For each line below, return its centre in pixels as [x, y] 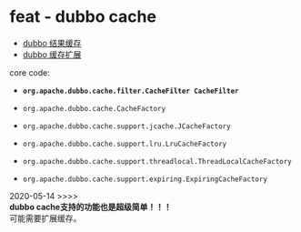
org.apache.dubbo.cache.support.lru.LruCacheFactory [125, 144]
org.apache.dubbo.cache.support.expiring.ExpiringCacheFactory [145, 179]
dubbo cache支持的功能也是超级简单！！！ [90, 207]
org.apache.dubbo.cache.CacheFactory [94, 108]
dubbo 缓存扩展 [52, 54]
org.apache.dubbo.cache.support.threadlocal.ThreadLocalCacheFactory [157, 161]
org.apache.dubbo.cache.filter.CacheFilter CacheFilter [130, 91]
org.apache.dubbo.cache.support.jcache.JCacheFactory [126, 126]
